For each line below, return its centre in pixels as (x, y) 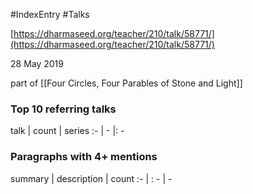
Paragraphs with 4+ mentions (84, 157)
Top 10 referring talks (63, 109)
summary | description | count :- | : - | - (91, 178)
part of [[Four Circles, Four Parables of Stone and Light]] (126, 83)
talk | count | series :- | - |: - (67, 131)
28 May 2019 (37, 63)
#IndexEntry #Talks (50, 14)
